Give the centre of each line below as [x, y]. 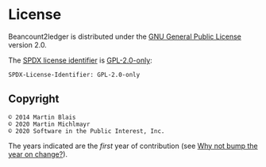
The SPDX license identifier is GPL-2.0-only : [80, 60]
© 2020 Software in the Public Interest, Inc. [87, 131]
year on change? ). [38, 154]
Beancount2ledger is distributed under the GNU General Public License [125, 36]
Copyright [34, 99]
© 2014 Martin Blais [42, 117]
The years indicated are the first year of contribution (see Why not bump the [133, 146]
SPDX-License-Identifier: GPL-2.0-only [74, 74]
